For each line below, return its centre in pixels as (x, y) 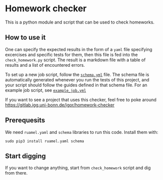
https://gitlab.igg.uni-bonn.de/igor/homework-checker (60, 105)
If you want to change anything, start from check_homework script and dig (78, 168)
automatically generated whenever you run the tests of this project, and (77, 79)
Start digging (25, 156)
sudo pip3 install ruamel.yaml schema (45, 141)
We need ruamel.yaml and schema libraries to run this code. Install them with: (82, 132)
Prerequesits (25, 120)
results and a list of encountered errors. (45, 65)
